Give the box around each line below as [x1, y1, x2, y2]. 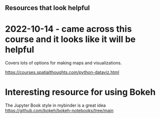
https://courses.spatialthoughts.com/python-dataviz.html [5, 69, 120, 75]
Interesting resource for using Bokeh [5, 86, 156, 98]
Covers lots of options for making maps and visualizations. [5, 60, 122, 66]
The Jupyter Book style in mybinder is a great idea [5, 102, 106, 108]
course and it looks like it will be [5, 34, 136, 45]
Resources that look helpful [5, 4, 90, 12]
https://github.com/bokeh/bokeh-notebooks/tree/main [5, 108, 114, 114]
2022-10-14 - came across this [5, 23, 132, 34]
